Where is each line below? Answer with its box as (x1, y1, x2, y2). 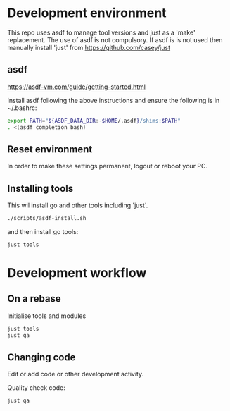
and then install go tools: (7, 228, 79, 235)
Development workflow (7, 265, 147, 281)
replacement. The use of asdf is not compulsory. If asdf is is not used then (7, 35, 223, 44)
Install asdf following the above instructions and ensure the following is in (7, 96, 220, 104)
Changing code (7, 351, 76, 364)
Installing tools (7, 182, 74, 195)
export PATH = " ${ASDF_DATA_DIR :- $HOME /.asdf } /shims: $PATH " (7, 117, 181, 124)
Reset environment (7, 143, 93, 155)
